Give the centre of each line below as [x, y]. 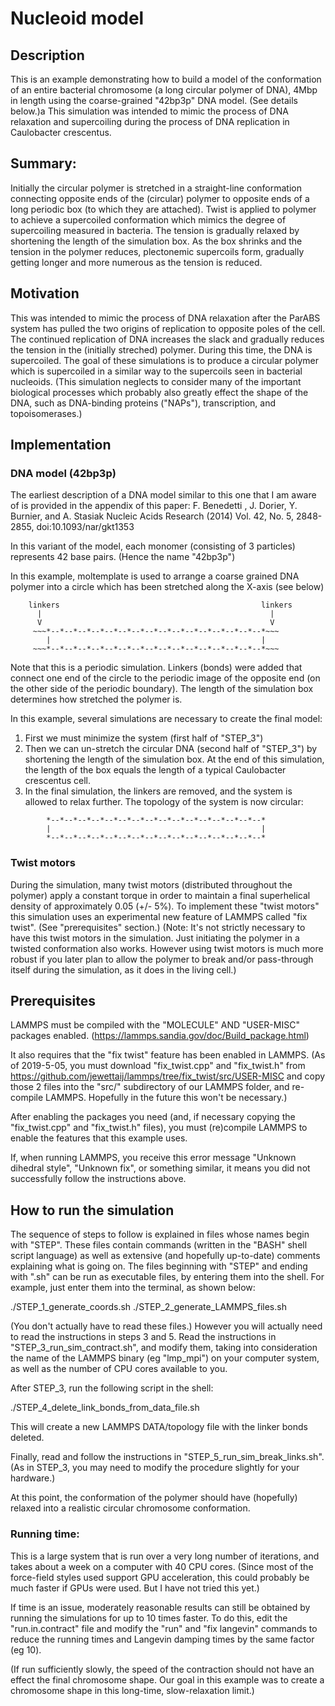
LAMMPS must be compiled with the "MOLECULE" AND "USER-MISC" [155, 1025]
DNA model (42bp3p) [63, 473]
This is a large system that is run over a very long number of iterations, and [165, 1556]
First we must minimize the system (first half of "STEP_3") [144, 738]
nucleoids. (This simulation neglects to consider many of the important [156, 381]
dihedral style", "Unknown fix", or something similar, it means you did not [160, 1168]
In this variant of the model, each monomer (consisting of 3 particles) [153, 546]
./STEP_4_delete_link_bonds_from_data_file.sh [105, 1408]
